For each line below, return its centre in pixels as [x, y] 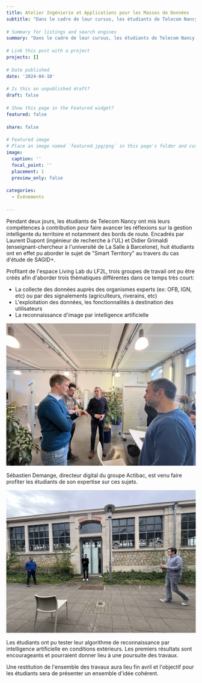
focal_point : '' [32, 165]
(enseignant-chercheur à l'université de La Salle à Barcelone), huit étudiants [100, 246]
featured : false [26, 114]
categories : [21, 191]
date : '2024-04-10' [31, 76]
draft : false [23, 95]
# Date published [28, 70]
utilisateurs [29, 308]
